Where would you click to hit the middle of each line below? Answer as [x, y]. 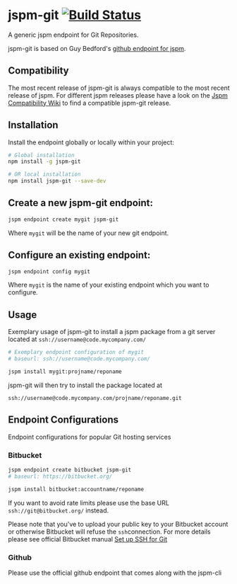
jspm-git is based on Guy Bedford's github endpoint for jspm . [97, 48]
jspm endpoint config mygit [49, 271]
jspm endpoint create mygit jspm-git [63, 219]
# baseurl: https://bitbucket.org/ [60, 476]
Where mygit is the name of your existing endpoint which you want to [109, 285]
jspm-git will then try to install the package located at [85, 385]
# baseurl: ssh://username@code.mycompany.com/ [79, 359]
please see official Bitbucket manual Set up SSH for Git [88, 539]
